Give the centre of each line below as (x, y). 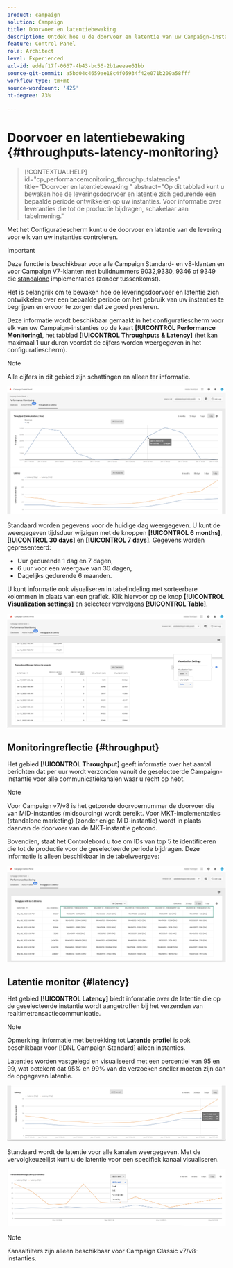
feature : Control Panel (42, 44)
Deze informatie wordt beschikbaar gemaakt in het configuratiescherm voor (115, 320)
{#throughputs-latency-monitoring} (113, 153)
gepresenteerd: (29, 547)
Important (21, 251)
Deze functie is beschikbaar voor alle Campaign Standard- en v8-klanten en (116, 264)
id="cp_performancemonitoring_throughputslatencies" (102, 179)
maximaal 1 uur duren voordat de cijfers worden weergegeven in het (104, 343)
